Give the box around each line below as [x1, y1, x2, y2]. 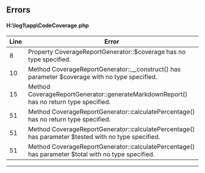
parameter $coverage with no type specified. [27, 72, 157, 81]
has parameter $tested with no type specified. [27, 132, 160, 141]
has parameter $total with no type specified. [27, 150, 155, 158]
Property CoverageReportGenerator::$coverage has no [27, 47, 186, 56]
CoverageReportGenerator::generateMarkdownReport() [27, 90, 188, 98]
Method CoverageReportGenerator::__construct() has [27, 65, 181, 73]
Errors [6, 5, 31, 15]
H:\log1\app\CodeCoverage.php [6, 21, 90, 29]
